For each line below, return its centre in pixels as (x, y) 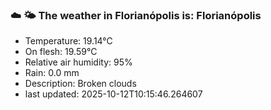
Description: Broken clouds (80, 84)
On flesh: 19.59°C (61, 52)
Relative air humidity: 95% (78, 62)
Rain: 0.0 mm (52, 73)
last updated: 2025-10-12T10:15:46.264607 (113, 94)
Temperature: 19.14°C (68, 41)
